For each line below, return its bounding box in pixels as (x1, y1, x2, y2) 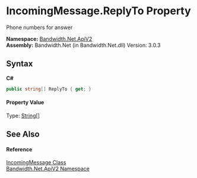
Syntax (6, 59, 33, 69)
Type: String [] (6, 112, 40, 119)
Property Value (6, 99, 45, 106)
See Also (6, 129, 40, 139)
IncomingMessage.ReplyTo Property (6, 4, 191, 18)
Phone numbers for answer (6, 24, 73, 31)
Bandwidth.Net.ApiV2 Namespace (6, 165, 90, 173)
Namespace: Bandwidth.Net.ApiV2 (6, 35, 93, 42)
